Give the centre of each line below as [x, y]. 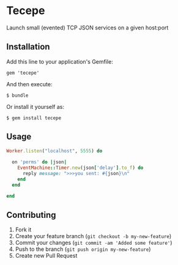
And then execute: [29, 84]
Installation [28, 47]
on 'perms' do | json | [39, 162]
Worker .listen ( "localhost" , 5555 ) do [54, 151]
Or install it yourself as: [35, 106]
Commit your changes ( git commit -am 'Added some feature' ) [94, 243]
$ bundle [17, 95]
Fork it [23, 230]
